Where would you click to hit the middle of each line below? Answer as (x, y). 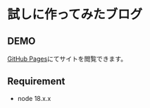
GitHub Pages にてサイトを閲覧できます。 (67, 59)
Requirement (36, 82)
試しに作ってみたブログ (75, 14)
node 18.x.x (34, 98)
